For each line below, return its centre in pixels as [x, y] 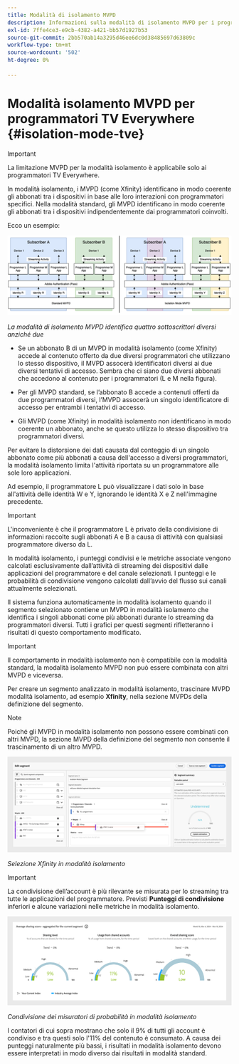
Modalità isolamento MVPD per [101, 104]
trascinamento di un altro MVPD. [55, 747]
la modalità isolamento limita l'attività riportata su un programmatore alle [113, 465]
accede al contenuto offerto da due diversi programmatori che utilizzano [124, 356]
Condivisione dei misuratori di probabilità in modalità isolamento [102, 1017]
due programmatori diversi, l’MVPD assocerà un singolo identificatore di [123, 400]
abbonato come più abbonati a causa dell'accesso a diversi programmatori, [118, 458]
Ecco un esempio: [34, 225]
